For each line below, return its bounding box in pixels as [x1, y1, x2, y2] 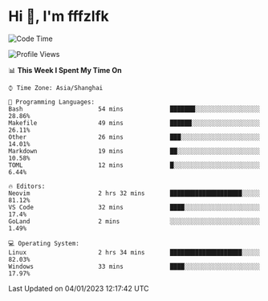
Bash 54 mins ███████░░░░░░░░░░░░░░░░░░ [8, 104, 261, 113]
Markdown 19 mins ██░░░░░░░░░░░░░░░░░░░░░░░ [8, 147, 261, 155]
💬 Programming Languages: [8, 98, 95, 106]
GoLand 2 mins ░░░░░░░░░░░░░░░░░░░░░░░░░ [8, 217, 261, 226]
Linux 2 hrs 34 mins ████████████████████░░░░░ [8, 248, 261, 256]
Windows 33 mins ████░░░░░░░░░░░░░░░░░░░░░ [8, 262, 261, 270]
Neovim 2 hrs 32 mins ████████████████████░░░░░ [8, 189, 261, 197]
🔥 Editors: [8, 182, 46, 190]
